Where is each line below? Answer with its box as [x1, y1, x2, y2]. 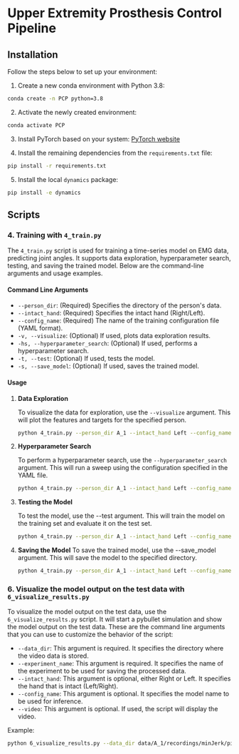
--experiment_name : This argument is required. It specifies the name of [17, 659, 224, 668]
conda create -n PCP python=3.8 [7, 95, 103, 102]
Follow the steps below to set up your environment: [7, 68, 158, 76]
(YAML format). [17, 324, 63, 332]
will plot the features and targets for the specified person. [17, 415, 187, 424]
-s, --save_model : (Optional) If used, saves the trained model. [17, 362, 199, 370]
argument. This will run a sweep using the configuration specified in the [17, 464, 228, 472]
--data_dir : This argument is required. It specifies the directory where [17, 644, 224, 653]
